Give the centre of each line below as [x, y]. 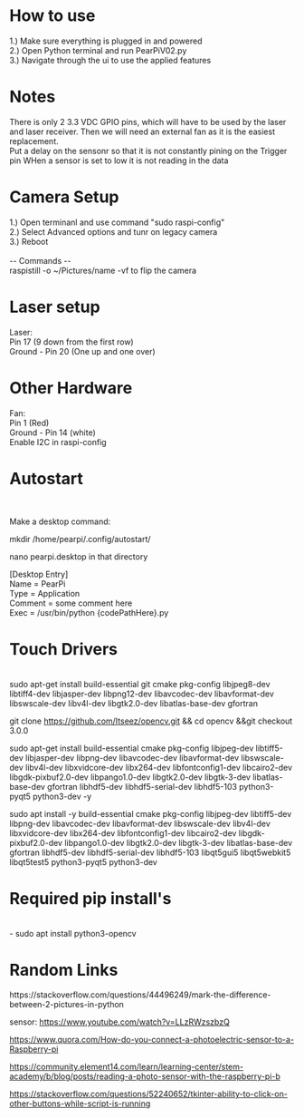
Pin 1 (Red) [29, 423]
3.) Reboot [29, 241]
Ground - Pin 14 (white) [53, 433]
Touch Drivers [64, 649]
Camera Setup [64, 197]
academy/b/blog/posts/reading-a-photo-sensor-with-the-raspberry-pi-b [145, 1076]
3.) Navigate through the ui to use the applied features [110, 60]
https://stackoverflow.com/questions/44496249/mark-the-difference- [140, 995]
